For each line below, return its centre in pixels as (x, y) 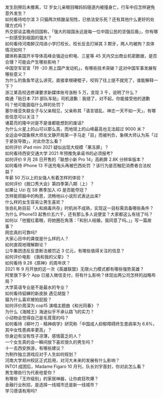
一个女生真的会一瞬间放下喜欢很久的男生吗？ (50, 342)
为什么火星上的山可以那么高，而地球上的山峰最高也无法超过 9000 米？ (75, 129)
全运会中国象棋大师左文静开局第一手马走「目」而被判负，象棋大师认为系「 (79, 135)
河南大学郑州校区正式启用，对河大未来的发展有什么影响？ (62, 360)
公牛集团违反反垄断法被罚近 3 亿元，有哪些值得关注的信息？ (65, 251)
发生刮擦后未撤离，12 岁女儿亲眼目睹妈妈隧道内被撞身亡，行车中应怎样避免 (80, 7)
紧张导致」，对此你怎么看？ (36, 141)
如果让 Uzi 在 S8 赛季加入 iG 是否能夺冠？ (47, 190)
